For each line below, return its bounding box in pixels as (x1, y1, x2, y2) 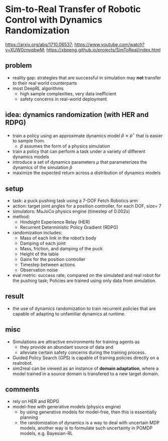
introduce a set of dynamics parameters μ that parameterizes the (12, 159, 147, 165)
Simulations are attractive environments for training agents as (12, 339, 140, 345)
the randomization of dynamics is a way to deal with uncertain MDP (20, 420, 159, 426)
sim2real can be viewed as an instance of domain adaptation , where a (12, 365, 159, 371)
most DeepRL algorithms (12, 85, 64, 91)
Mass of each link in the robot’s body (20, 235, 97, 241)
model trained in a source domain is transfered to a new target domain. (12, 370, 159, 377)
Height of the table (20, 251, 59, 257)
